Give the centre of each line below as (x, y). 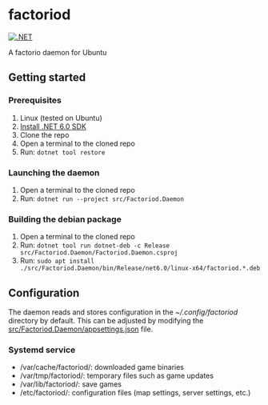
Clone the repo (44, 134)
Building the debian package (65, 219)
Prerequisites (35, 100)
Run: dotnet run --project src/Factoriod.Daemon (102, 198)
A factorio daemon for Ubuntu (58, 52)
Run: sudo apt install (57, 261)
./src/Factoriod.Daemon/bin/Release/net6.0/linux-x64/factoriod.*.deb (140, 269)
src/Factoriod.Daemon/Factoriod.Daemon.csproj (99, 253)
